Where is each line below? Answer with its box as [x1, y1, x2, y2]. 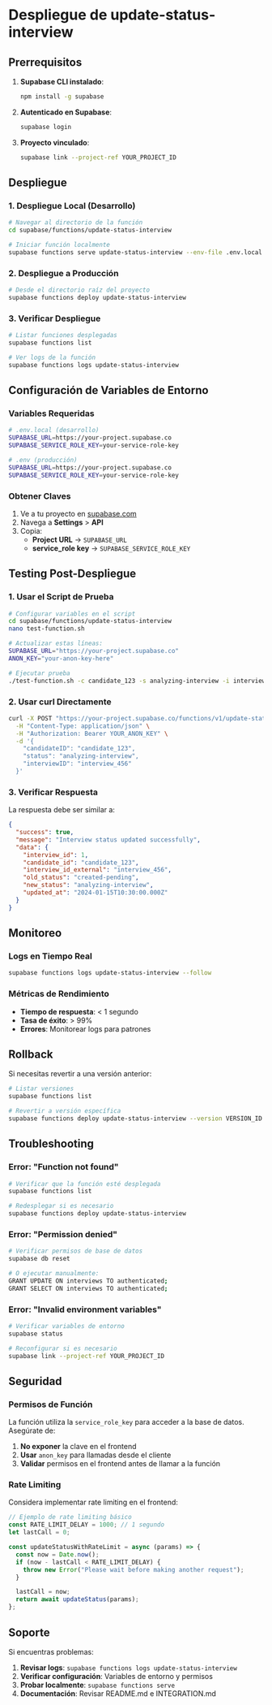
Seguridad [8, 1374, 62, 1388]
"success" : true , [15, 829, 74, 837]
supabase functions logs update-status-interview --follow [8, 969, 212, 977]
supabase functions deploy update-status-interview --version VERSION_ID [8, 1114, 263, 1123]
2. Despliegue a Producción [8, 267, 119, 279]
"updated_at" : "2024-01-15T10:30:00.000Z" [23, 889, 168, 897]
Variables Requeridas [8, 408, 95, 419]
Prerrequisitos [8, 55, 83, 69]
